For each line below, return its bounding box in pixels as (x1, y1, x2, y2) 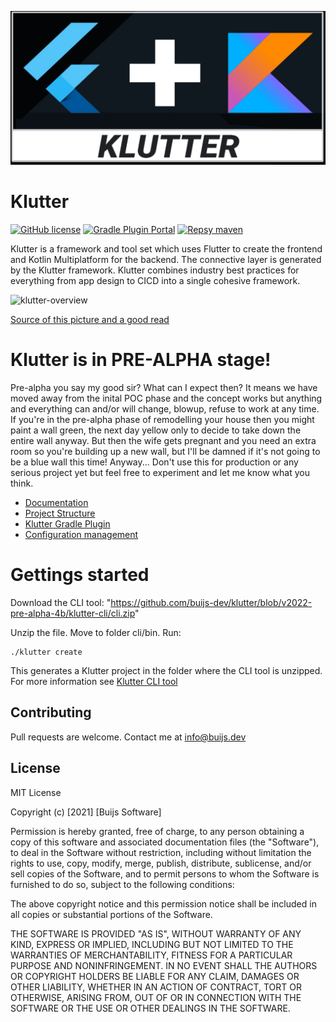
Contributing (10, 704, 92, 721)
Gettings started (10, 564, 150, 586)
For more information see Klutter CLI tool (10, 675, 178, 687)
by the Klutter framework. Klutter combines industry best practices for (10, 264, 300, 276)
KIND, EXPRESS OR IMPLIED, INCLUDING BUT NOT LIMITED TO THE (10, 938, 294, 950)
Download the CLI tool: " (10, 596, 112, 608)
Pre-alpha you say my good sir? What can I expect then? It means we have (10, 381, 318, 393)
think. (10, 477, 34, 489)
